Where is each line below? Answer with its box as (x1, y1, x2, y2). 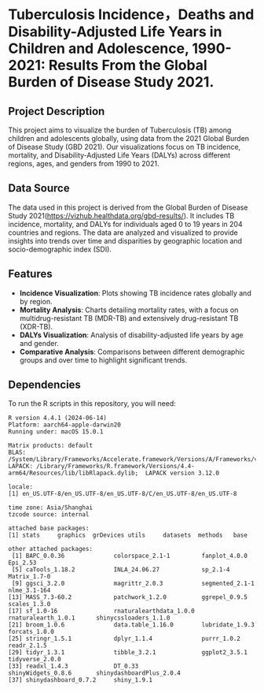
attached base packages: (8, 524, 90, 533)
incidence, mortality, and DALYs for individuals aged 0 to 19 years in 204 (8, 219, 243, 229)
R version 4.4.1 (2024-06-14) (8, 414, 108, 422)
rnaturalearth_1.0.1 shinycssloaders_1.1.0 (8, 614, 170, 622)
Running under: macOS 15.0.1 (8, 428, 104, 436)
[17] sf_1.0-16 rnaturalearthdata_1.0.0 (8, 607, 195, 616)
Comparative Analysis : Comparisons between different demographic (19, 347, 245, 356)
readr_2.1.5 (8, 642, 47, 649)
